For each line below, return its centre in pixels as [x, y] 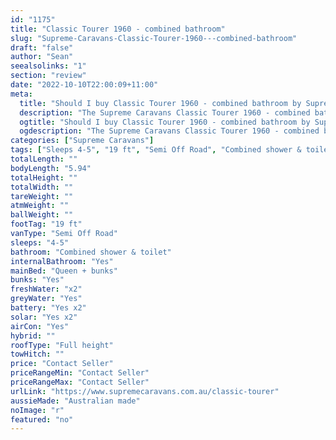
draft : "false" [42, 47]
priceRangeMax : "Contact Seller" [80, 382]
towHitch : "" [37, 354]
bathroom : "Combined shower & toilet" [91, 252]
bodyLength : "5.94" [51, 168]
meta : [21, 94]
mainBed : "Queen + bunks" [64, 271]
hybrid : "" [33, 336]
